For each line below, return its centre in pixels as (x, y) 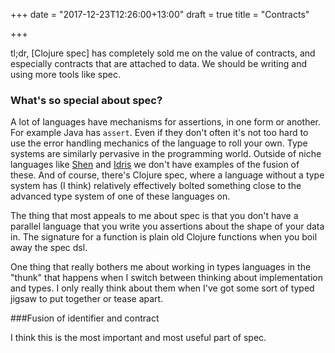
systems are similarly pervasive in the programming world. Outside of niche (166, 154)
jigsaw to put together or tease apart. (87, 299)
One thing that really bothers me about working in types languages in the (161, 267)
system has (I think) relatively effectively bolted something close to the (156, 186)
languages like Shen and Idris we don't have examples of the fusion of (155, 165)
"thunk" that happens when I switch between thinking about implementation (166, 278)
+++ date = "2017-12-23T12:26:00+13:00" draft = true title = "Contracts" (160, 14)
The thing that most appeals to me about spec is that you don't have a (154, 216)
